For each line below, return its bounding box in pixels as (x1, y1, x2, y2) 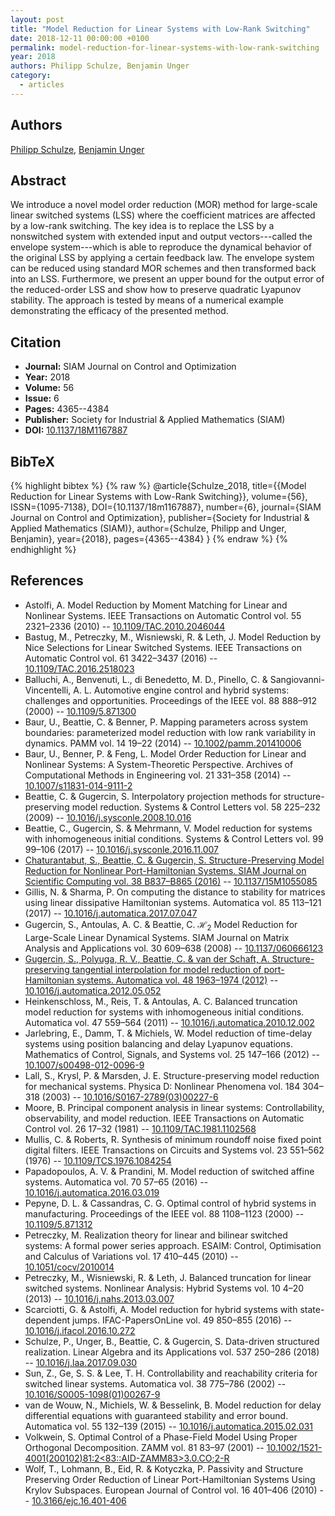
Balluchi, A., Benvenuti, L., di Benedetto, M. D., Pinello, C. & (24, 673, 268, 685)
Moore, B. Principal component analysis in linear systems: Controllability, (24, 1101, 325, 1113)
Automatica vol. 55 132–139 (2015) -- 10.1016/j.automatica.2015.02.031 (24, 1420, 314, 1432)
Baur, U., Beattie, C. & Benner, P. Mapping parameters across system (24, 716, 309, 728)
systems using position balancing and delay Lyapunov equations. (24, 1037, 293, 1050)
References (10, 572, 84, 590)
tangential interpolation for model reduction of (71, 963, 262, 975)
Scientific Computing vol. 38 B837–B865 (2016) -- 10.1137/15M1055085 (24, 875, 318, 887)
